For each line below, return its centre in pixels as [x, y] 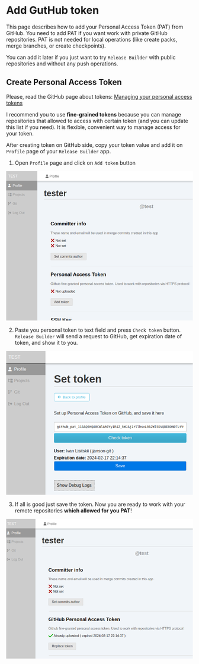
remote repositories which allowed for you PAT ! [73, 510]
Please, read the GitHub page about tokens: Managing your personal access [99, 96]
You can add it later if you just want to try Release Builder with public [91, 57]
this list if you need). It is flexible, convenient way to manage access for [93, 127]
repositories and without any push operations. [62, 64]
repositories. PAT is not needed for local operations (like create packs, [92, 39]
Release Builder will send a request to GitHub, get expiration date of [98, 336]
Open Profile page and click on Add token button [75, 163]
